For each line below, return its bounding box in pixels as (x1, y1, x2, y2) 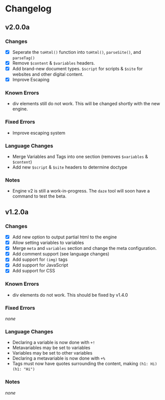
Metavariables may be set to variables (12, 345, 90, 351)
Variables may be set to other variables (12, 350, 93, 356)
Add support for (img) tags (12, 256, 68, 262)
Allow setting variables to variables (12, 240, 84, 246)
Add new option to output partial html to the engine (12, 234, 117, 240)
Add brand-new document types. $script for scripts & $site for (12, 66, 143, 71)
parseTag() (12, 55, 35, 60)
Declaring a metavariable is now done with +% (12, 355, 105, 362)
